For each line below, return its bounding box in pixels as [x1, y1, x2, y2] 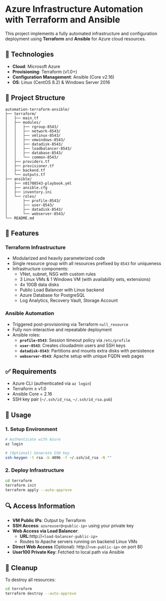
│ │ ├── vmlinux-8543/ [5, 133, 61, 138]
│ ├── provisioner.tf [5, 163, 55, 169]
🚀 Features [5, 229, 39, 237]
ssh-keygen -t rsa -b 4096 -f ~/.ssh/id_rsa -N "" [5, 455, 112, 460]
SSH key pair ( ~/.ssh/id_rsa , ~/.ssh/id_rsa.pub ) [12, 396, 112, 402]
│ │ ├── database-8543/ [5, 150, 63, 155]
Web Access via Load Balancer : [12, 528, 79, 534]
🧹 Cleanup [5, 563, 38, 572]
